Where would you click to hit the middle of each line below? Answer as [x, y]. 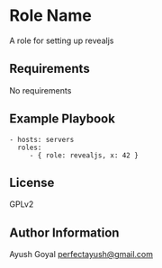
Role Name [50, 16]
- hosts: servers [42, 139]
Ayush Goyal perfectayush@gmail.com [81, 255]
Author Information [64, 232]
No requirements [40, 90]
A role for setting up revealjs [62, 40]
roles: [30, 147]
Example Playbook [62, 119]
